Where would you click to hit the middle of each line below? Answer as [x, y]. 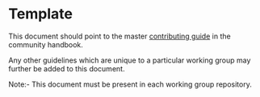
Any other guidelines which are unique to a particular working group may [130, 60]
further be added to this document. [67, 68]
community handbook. [46, 44]
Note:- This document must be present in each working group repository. [130, 84]
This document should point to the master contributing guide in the [120, 36]
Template [40, 14]
